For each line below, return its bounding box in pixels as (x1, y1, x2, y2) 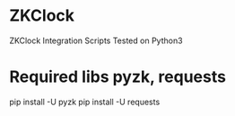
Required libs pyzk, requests (9, 67, 227, 87)
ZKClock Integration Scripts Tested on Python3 (9, 35, 183, 46)
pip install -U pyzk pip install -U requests (9, 96, 161, 107)
